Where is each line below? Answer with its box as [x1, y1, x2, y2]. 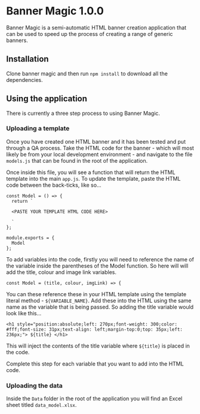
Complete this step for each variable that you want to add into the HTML [6, 360, 184, 367]
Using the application [6, 94, 88, 104]
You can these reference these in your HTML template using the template [6, 290, 187, 297]
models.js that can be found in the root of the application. [6, 157, 148, 164]
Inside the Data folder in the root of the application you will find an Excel [6, 395, 183, 402]
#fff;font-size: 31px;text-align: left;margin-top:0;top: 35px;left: [6, 326, 183, 333]
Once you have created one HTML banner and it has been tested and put [6, 138, 186, 145]
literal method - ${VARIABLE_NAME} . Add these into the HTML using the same [6, 297, 192, 304]
